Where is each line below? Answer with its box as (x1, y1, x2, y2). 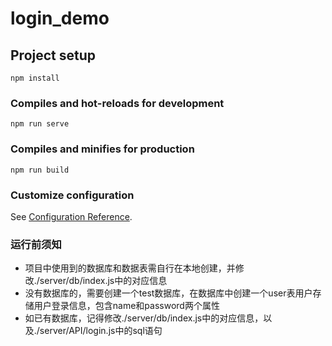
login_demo (10, 7, 110, 30)
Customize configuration (10, 188, 135, 202)
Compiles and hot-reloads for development (10, 96, 225, 110)
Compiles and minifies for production (10, 142, 195, 156)
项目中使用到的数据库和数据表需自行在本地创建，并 (24, 262, 236, 274)
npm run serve (10, 119, 70, 129)
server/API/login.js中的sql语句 (39, 325, 163, 337)
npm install (10, 73, 60, 83)
